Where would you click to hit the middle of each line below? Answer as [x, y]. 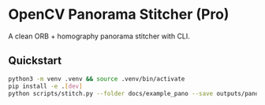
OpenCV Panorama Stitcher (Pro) [119, 14]
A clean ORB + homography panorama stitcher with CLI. [99, 36]
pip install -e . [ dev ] [45, 86]
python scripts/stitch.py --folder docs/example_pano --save [111, 93]
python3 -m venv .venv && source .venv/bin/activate [97, 79]
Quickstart [35, 61]
